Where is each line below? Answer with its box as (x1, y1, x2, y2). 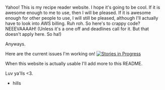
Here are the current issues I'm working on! (5, 51, 96, 57)
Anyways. (5, 41, 26, 47)
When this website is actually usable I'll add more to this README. (5, 61, 143, 66)
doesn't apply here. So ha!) (5, 31, 62, 37)
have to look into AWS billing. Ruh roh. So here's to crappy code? (5, 20, 140, 26)
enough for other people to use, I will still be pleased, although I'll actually (5, 15, 158, 21)
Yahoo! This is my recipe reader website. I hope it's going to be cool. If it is (5, 5, 160, 10)
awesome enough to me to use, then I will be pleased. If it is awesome (5, 10, 151, 16)
